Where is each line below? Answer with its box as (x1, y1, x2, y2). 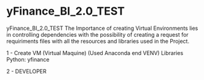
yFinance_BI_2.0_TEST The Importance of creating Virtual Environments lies (6, 24, 198, 32)
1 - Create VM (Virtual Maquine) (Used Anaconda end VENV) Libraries (6, 49, 184, 56)
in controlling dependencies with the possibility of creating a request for (6, 31, 189, 38)
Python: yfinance (6, 56, 50, 63)
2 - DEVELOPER (6, 67, 47, 75)
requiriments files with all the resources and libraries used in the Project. (6, 37, 189, 45)
